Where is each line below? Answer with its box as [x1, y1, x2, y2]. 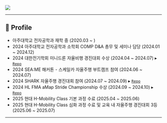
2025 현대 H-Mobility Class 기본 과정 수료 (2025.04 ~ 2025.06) [12, 95, 140, 101]
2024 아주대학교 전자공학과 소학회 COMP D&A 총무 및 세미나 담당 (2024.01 [12, 43, 160, 49]
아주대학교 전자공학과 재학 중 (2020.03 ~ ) [12, 37, 95, 43]
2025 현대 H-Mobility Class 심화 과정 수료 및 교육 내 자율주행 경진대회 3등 [12, 102, 158, 108]
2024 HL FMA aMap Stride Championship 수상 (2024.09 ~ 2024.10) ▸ [12, 84, 154, 90]
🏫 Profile [5, 23, 32, 32]
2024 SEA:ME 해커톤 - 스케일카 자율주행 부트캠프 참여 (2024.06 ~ [12, 66, 143, 72]
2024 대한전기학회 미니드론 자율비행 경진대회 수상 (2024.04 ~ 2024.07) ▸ [12, 55, 158, 61]
